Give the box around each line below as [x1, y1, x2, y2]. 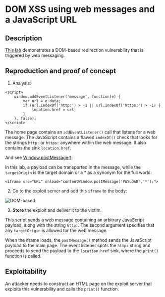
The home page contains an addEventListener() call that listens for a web [5, 129, 156, 135]
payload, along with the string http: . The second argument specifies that [5, 222, 155, 228]
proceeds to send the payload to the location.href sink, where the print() [5, 248, 159, 254]
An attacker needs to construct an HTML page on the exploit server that [5, 281, 152, 287]
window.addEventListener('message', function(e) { [14, 94, 121, 99]
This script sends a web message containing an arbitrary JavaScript [5, 217, 145, 223]
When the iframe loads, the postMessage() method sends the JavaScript [5, 237, 152, 243]
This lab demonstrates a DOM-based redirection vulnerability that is [5, 47, 144, 53]
